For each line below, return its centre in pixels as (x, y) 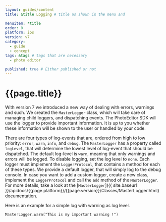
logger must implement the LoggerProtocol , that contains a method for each (83, 165)
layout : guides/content (30, 10)
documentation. (21, 196)
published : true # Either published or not (51, 69)
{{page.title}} (33, 93)
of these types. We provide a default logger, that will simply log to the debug (83, 169)
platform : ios (20, 33)
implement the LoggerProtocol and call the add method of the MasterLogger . (82, 180)
